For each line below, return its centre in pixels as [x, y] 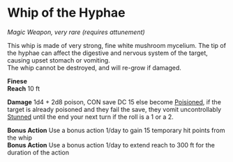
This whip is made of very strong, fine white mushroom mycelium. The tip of [117, 45]
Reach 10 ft [24, 88]
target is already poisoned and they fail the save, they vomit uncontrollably [114, 109]
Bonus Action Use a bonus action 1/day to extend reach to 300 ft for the [111, 145]
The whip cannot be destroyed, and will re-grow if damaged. [94, 67]
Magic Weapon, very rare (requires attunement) [76, 32]
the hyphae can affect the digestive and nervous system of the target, [107, 53]
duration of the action [38, 152]
